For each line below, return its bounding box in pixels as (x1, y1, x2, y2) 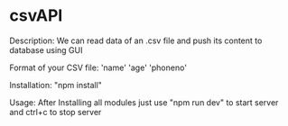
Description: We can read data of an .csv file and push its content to (9, 35, 263, 46)
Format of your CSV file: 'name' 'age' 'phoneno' (9, 62, 188, 73)
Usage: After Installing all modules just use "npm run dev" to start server (9, 96, 279, 108)
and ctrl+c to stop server (9, 106, 102, 117)
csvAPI (9, 5, 63, 26)
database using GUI (9, 44, 83, 55)
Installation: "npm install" (9, 79, 102, 90)
